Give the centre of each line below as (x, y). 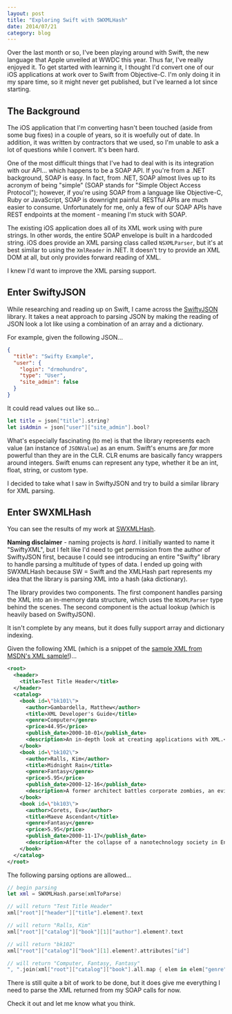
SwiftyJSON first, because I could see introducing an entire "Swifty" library (114, 557)
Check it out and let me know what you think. (71, 1004)
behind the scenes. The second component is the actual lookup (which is (111, 607)
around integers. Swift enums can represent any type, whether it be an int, (113, 462)
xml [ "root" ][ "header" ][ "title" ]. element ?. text (75, 913)
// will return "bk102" (41, 944)
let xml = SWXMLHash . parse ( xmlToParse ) (65, 894)
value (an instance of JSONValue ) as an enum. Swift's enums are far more (110, 448)
